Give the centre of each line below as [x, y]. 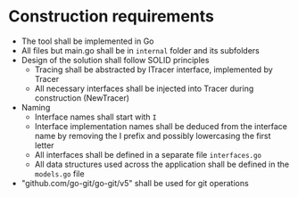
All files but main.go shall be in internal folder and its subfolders [140, 50]
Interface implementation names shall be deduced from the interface [161, 126]
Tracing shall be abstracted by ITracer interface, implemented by [153, 70]
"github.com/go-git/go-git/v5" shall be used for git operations [135, 183]
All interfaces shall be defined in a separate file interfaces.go [148, 154]
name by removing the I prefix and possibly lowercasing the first [153, 135]
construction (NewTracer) [82, 98]
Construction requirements [112, 16]
